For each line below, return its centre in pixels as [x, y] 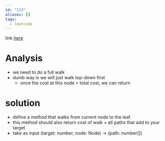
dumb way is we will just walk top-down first [59, 78]
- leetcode [21, 24]
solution [23, 103]
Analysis [24, 58]
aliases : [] [18, 15]
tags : [11, 19]
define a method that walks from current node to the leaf [71, 117]
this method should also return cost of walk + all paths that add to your [86, 122]
